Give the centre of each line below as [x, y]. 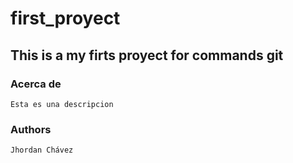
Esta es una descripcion [62, 104]
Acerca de [36, 84]
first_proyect [65, 18]
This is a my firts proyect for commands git [147, 55]
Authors [31, 129]
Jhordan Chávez [42, 150]
